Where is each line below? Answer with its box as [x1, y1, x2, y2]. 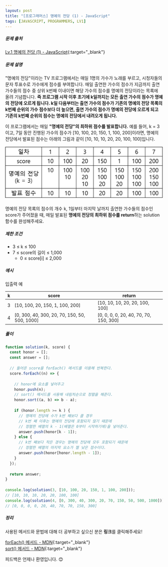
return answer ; [9, 472, 41, 477]
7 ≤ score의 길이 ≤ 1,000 [12, 250, 62, 256]
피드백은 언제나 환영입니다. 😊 [5, 556, 63, 562]
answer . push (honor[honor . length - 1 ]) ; [18, 450, 101, 456]
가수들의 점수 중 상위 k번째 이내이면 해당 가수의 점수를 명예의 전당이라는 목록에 [5, 88, 158, 94]
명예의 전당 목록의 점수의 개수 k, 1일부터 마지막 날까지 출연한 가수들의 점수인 [5, 206, 153, 212]
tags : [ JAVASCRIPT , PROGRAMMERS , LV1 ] [5, 19, 86, 24]
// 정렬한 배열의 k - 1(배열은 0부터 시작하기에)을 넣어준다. [18, 424, 129, 429]
